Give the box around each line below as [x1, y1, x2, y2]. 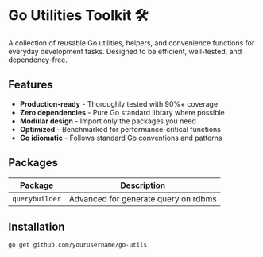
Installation [8, 220, 65, 233]
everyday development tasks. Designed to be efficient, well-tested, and [8, 46, 242, 56]
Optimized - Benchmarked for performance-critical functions [19, 124, 221, 134]
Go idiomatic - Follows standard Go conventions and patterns [19, 133, 222, 142]
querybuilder [12, 194, 62, 203]
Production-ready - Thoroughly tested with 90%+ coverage [19, 99, 219, 108]
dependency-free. [8, 55, 68, 64]
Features [8, 78, 53, 92]
